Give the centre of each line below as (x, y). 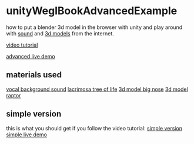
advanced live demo (31, 56)
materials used (34, 75)
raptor (14, 95)
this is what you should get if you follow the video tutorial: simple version (94, 128)
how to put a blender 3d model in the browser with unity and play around (94, 27)
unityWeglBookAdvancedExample (92, 11)
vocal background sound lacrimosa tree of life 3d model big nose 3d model (97, 89)
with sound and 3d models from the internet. (60, 33)
